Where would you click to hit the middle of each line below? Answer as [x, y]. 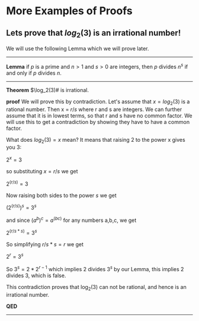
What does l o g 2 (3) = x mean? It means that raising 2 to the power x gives [96, 140]
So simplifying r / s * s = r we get [45, 244]
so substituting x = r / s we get [42, 171]
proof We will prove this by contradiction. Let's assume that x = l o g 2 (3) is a [98, 102]
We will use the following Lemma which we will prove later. [78, 49]
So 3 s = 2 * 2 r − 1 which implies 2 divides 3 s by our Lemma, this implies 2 [95, 269]
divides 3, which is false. [36, 276]
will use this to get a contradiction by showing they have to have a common [98, 122]
